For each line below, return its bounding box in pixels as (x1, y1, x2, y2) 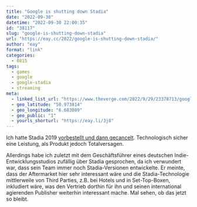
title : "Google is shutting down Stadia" (6, 8, 109, 15)
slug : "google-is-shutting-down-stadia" (6, 31, 107, 36)
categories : (6, 52, 35, 58)
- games (11, 69, 30, 75)
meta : (6, 91, 19, 96)
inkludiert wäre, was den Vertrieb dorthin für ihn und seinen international (6, 183, 182, 190)
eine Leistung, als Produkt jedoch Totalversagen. (6, 141, 124, 148)
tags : (6, 63, 19, 69)
